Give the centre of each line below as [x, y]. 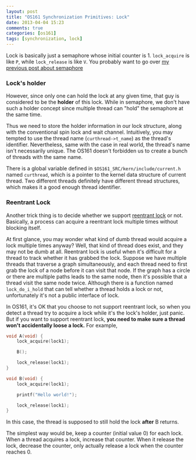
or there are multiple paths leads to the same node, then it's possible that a [97, 276]
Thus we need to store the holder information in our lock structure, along [94, 126]
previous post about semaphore [45, 68]
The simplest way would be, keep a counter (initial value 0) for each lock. [94, 433]
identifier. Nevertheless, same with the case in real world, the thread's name [98, 145]
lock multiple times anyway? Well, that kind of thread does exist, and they [95, 245]
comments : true [25, 28]
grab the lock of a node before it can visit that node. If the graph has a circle [98, 270]
